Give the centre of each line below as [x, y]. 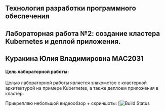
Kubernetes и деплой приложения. [63, 41]
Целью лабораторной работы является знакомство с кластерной [76, 83]
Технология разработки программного [71, 8]
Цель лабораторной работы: [37, 71]
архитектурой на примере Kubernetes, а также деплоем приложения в [82, 88]
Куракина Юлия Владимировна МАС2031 [75, 59]
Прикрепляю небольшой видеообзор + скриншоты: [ [63, 103]
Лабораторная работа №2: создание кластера [83, 33]
